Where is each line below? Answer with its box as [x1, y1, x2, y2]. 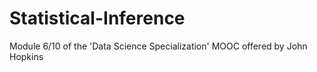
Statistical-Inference [9, 7, 186, 30]
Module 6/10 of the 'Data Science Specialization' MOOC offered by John [9, 40, 308, 52]
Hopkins [9, 50, 44, 62]
